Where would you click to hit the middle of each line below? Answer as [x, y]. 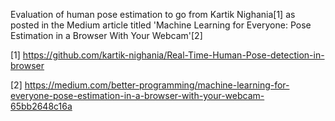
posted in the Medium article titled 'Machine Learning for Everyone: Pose [161, 25]
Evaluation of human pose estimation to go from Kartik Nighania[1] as [153, 14]
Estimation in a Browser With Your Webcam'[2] [106, 35]
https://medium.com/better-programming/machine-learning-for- [157, 85]
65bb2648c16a [41, 106]
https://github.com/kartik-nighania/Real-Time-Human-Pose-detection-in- [173, 55]
